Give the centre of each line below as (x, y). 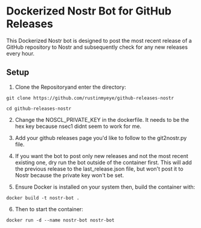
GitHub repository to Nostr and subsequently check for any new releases (97, 47)
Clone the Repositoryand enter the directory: (71, 87)
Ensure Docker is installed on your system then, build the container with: (105, 187)
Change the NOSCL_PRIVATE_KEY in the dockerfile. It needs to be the (102, 119)
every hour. (21, 53)
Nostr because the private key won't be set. (69, 175)
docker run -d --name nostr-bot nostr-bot (60, 220)
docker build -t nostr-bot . (43, 198)
